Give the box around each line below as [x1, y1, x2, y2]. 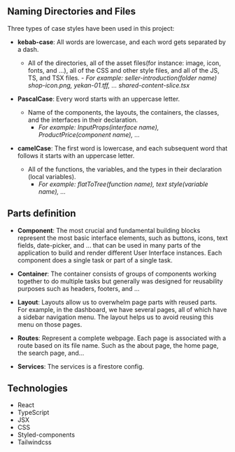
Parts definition [7, 208, 76, 220]
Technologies [7, 383, 69, 395]
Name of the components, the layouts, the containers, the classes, [27, 108, 220, 116]
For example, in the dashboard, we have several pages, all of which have [17, 305, 227, 313]
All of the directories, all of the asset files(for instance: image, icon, [27, 59, 222, 67]
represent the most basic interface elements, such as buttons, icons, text [17, 234, 228, 242]
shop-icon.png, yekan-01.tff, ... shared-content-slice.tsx [27, 80, 190, 90]
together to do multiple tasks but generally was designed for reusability [17, 276, 223, 285]
